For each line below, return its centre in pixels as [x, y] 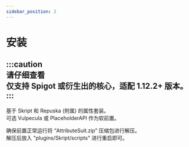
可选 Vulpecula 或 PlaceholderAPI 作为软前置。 [63, 118]
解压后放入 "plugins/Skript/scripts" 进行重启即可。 [67, 138]
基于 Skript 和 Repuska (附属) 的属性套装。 [58, 111]
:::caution [24, 64]
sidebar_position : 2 [31, 11]
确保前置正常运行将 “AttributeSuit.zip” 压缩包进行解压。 [73, 131]
